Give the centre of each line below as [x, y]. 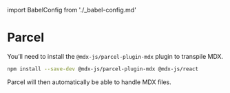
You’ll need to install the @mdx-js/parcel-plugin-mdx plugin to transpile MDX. [115, 56]
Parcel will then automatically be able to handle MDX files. [90, 82]
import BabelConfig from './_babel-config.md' [72, 10]
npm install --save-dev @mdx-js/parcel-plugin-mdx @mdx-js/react [103, 69]
